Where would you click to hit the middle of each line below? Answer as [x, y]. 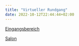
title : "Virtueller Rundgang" [37, 10]
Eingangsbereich [22, 28]
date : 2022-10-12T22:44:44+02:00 [40, 14]
